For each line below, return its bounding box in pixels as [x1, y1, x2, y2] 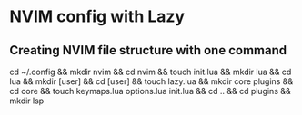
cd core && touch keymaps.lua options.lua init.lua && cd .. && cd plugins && [9, 86, 291, 96]
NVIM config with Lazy [9, 6, 185, 27]
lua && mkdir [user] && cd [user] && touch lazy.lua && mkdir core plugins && [9, 76, 294, 87]
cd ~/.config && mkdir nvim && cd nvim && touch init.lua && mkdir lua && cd [9, 66, 292, 77]
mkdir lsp [9, 95, 45, 106]
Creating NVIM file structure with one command [9, 43, 287, 58]
